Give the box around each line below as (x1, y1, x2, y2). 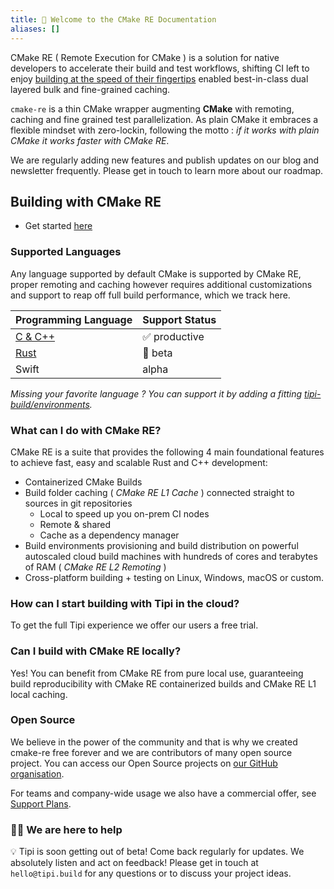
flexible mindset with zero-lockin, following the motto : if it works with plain (10, 124, 320, 136)
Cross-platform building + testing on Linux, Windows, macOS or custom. (24, 571, 325, 583)
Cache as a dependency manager (39, 529, 180, 541)
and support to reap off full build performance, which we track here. (10, 289, 291, 301)
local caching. (10, 688, 68, 700)
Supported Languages (10, 245, 122, 259)
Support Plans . (10, 797, 72, 810)
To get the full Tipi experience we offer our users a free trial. (10, 619, 259, 631)
